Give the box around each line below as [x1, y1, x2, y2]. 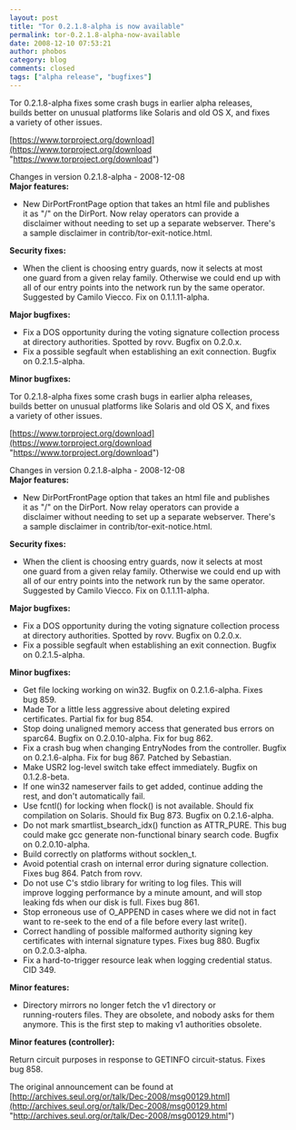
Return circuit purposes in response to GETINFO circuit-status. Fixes [9, 1054, 266, 1065]
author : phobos [9, 47, 67, 56]
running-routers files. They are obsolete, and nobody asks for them [22, 1009, 275, 1020]
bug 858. [9, 1064, 44, 1075]
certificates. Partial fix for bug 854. [22, 713, 153, 724]
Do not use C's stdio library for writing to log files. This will [22, 877, 242, 888]
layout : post [9, 13, 59, 23]
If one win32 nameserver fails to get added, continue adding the [22, 780, 263, 791]
